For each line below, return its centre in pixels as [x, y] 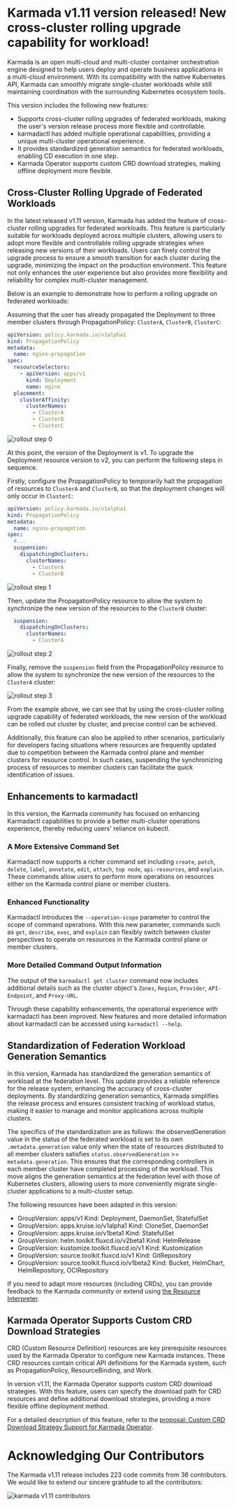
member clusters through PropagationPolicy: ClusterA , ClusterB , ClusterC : [114, 322]
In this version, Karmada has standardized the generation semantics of [109, 1073]
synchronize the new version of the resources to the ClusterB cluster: [107, 608]
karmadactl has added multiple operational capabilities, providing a [114, 134]
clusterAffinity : [45, 400]
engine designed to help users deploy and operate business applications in [115, 69]
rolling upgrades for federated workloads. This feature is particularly [127, 228]
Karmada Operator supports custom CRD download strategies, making [119, 163]
